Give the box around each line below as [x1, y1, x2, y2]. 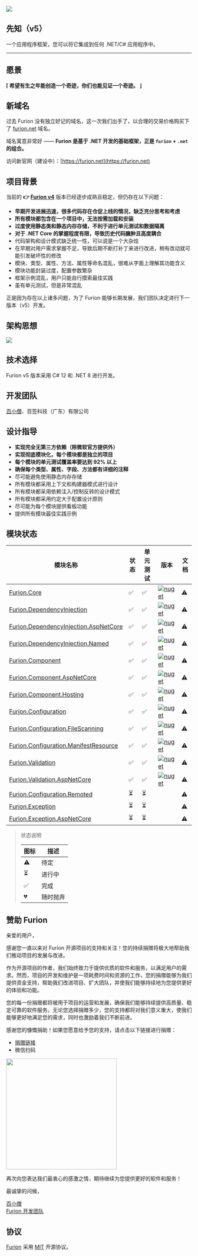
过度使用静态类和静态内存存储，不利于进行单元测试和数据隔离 [14, 222, 165, 230]
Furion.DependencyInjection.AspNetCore [9, 623, 123, 631]
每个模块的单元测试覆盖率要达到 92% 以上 [14, 458, 117, 465]
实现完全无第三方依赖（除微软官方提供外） [14, 444, 118, 451]
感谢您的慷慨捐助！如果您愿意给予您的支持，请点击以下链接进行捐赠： [6, 1027, 177, 1034]
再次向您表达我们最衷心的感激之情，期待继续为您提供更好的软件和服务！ [6, 1175, 181, 1182]
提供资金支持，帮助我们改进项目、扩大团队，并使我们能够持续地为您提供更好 [6, 979, 192, 986]
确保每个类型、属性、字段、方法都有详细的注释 [14, 465, 128, 472]
